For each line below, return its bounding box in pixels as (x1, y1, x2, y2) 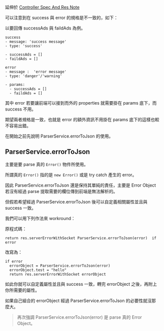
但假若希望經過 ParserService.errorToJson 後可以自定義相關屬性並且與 (5, 198, 148, 205)
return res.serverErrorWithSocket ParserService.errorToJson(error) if (5, 235, 157, 241)
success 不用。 (5, 106, 36, 112)
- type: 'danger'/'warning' (5, 74, 63, 79)
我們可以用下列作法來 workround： (5, 215, 76, 221)
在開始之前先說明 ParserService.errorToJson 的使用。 (5, 133, 114, 139)
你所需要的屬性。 (5, 287, 40, 293)
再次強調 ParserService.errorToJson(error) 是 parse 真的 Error (17, 314, 142, 320)
